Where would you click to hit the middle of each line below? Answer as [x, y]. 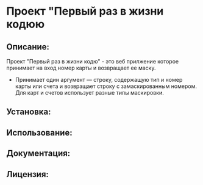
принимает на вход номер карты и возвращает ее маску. [81, 68]
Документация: [38, 154]
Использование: [39, 132]
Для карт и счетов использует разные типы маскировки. [89, 92]
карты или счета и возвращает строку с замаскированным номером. [106, 86]
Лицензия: [27, 174]
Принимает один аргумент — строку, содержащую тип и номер [99, 80]
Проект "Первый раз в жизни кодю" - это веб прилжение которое [92, 61]
